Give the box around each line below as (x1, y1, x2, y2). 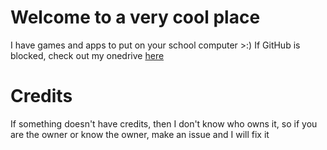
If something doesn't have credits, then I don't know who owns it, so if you (10, 117, 318, 130)
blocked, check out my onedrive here (10, 49, 165, 61)
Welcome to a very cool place (10, 6, 261, 29)
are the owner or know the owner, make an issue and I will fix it (10, 128, 270, 140)
